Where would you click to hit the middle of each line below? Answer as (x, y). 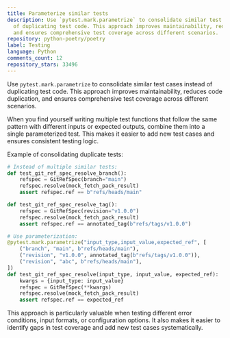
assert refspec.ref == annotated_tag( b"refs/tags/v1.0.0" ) (105, 224)
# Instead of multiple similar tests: (62, 167)
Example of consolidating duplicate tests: (65, 154)
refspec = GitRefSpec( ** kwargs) (65, 287)
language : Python (32, 52)
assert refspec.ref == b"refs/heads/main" (81, 193)
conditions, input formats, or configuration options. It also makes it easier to (114, 320)
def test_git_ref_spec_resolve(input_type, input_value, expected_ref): (113, 274)
